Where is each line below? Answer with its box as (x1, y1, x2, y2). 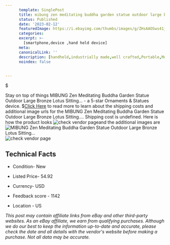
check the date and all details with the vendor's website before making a (5, 228, 158, 234)
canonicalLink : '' (18, 50, 58, 55)
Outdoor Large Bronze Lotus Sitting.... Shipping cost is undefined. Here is (5, 114, 158, 119)
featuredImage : (18, 26, 51, 31)
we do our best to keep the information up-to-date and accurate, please (5, 223, 156, 229)
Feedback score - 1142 (12, 193, 60, 199)
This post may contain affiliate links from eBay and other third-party (5, 212, 148, 218)
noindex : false (18, 59, 51, 64)
